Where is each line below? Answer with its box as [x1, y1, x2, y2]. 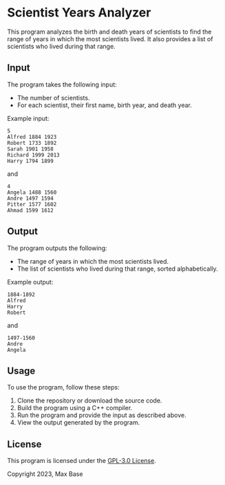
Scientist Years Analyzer [7, 5, 151, 21]
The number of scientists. [17, 93, 90, 102]
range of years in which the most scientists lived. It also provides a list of [7, 34, 213, 43]
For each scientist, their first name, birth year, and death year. [17, 101, 193, 109]
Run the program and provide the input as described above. [17, 411, 187, 420]
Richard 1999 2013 [7, 151, 60, 159]
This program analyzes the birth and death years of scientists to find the [7, 27, 212, 36]
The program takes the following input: [7, 80, 117, 89]
